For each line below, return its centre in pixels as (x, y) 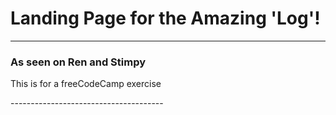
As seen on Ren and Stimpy (78, 62)
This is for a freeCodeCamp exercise (86, 84)
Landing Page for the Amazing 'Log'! (165, 18)
